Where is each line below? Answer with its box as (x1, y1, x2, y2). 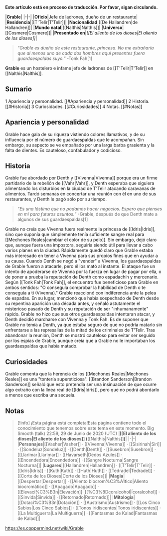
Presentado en (54, 30, 86, 35)
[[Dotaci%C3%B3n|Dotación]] (17, 499, 80, 505)
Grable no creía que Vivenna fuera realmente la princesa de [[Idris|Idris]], (5, 226, 156, 232)
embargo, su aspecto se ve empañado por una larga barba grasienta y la (5, 142, 155, 148)
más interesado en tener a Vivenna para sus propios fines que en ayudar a (5, 252, 158, 259)
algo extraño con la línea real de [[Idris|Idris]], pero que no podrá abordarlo (5, 387, 160, 393)
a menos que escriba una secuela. (5, 392, 76, 398)
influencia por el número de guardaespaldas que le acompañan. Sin (5, 136, 144, 142)
